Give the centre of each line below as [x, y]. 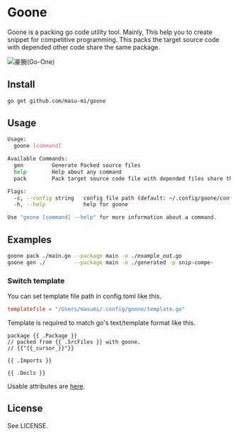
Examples [29, 240]
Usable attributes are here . [46, 386]
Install [21, 85]
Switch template [36, 280]
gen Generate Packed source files [77, 165]
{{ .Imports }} [30, 360]
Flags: [17, 191]
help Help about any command [68, 172]
